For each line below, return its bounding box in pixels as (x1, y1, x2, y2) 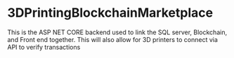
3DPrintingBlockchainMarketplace (7, 5, 213, 21)
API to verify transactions (7, 43, 81, 51)
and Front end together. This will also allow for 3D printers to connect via (7, 35, 218, 43)
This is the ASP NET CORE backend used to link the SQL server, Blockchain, (7, 28, 227, 36)
